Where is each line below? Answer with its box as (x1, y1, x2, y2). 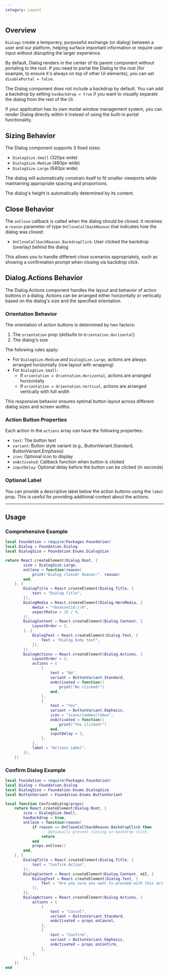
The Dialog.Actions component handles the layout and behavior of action (5, 287, 157, 293)
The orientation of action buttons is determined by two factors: (5, 322, 135, 328)
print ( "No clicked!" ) (59, 684, 105, 689)
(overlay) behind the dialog (12, 244, 69, 250)
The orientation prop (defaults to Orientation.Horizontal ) (12, 332, 135, 338)
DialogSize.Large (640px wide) (12, 165, 78, 171)
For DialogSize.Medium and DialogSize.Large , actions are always (12, 356, 147, 363)
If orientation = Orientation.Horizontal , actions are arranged (20, 372, 151, 378)
